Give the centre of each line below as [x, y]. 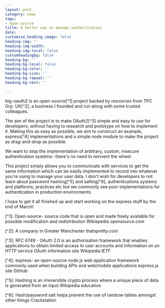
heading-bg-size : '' [26, 74]
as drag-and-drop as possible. [36, 141]
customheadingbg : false [29, 55]
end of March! [19, 206]
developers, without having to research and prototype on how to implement [82, 126]
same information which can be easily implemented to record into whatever [81, 171]
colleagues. [17, 111]
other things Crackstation [31, 300]
